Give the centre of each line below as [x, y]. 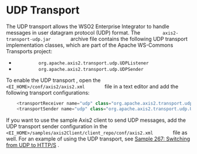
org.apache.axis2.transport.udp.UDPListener [94, 63]
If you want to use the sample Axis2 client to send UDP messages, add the [96, 120]
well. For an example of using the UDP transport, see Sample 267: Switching [98, 139]
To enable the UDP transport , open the [53, 80]
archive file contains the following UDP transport [129, 39]
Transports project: [29, 51]
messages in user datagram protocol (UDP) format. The [73, 32]
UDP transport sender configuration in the [57, 126]
